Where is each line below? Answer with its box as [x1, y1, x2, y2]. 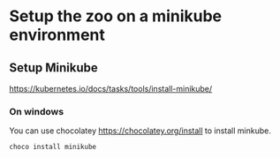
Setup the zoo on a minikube [9, 6, 223, 26]
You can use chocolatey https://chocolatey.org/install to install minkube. [9, 125, 271, 136]
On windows [9, 105, 64, 117]
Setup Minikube [9, 60, 99, 75]
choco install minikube [9, 143, 97, 152]
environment [9, 25, 106, 45]
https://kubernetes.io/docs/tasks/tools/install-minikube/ [9, 84, 213, 94]
